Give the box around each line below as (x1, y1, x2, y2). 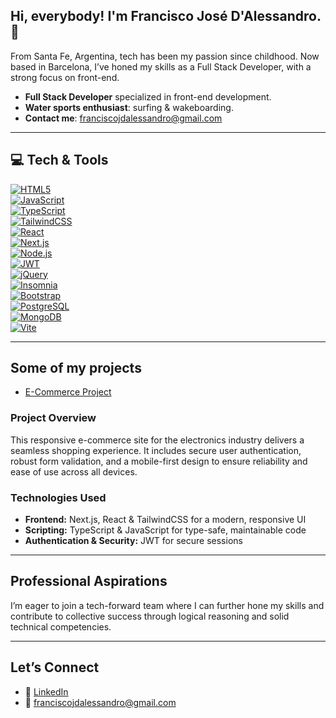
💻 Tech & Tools (10, 152, 109, 169)
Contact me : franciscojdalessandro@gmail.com (24, 112, 223, 124)
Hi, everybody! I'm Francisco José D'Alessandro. (10, 8, 322, 25)
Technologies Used (10, 490, 107, 504)
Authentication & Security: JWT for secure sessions (24, 535, 243, 547)
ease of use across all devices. (10, 465, 138, 478)
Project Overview (10, 411, 97, 425)
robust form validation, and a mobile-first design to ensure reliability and (10, 455, 308, 467)
